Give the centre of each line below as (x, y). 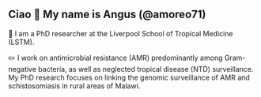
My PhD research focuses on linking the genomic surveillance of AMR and (129, 77)
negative (23, 69)
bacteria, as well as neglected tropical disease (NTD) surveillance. (146, 69)
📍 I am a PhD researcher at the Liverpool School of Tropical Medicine (121, 33)
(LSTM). (21, 42)
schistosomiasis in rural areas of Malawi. (74, 86)
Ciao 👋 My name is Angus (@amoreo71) (107, 15)
